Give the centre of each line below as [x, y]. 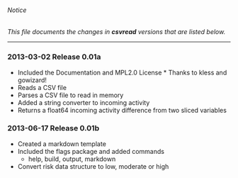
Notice [17, 10]
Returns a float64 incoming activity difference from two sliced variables [122, 110]
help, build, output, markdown [72, 159]
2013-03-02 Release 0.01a [54, 57]
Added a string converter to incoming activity [84, 102]
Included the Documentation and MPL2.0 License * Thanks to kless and [122, 72]
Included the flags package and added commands [91, 151]
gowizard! [32, 80]
